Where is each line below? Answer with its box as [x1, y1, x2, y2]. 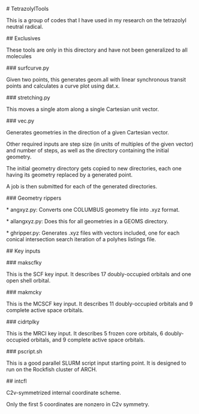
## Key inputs [6, 247, 41, 254]
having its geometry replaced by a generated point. [6, 171, 133, 178]
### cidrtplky [6, 318, 40, 325]
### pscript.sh [6, 348, 43, 355]
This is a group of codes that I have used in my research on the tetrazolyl [6, 17, 187, 23]
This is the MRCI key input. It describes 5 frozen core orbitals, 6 [6, 330, 164, 337]
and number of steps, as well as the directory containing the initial [6, 147, 169, 154]
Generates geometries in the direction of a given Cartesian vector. [6, 129, 170, 136]
